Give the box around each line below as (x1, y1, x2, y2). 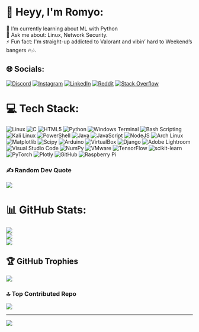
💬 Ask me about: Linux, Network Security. (6, 31, 108, 38)
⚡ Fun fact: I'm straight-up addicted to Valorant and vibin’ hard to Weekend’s (6, 38, 192, 45)
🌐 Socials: (6, 64, 45, 74)
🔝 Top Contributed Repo (6, 289, 77, 298)
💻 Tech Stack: (6, 102, 79, 115)
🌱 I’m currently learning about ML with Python (6, 25, 118, 32)
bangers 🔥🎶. (6, 46, 37, 53)
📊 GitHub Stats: (6, 203, 87, 217)
